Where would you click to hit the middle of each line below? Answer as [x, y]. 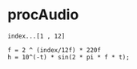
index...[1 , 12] [36, 36]
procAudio [43, 15]
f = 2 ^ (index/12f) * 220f [54, 50]
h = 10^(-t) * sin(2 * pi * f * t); [68, 57]
